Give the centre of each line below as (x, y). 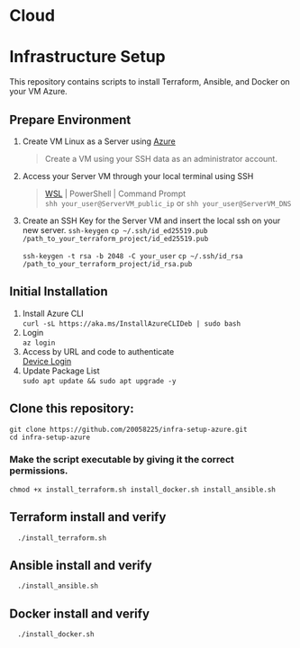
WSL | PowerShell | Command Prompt (115, 193)
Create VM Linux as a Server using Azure (99, 141)
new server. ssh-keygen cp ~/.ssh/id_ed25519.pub (115, 229)
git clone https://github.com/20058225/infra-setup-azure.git (128, 429)
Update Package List (61, 371)
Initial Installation (59, 292)
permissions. (39, 471)
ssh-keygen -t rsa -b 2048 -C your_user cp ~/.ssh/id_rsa (132, 256)
